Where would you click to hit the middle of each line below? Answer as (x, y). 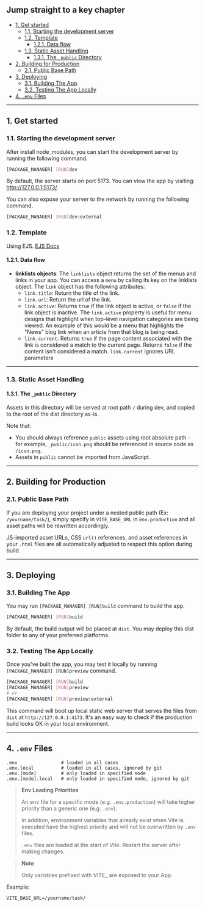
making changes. (43, 851)
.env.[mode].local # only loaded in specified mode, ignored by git (98, 779)
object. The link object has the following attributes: (80, 286)
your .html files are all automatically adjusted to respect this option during (99, 544)
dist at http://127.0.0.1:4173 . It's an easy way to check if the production (99, 717)
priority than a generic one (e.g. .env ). (69, 808)
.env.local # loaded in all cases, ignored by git (85, 768)
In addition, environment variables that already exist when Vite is (103, 820)
